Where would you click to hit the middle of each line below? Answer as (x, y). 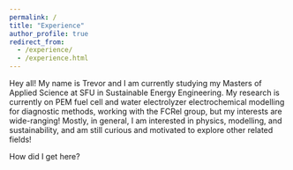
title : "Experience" (47, 26)
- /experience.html (53, 58)
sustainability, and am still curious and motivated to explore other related (141, 130)
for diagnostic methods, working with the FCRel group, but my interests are (146, 111)
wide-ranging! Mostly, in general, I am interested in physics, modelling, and (146, 121)
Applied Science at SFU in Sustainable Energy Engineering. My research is (144, 92)
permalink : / (33, 17)
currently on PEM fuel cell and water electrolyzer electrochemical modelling (147, 102)
